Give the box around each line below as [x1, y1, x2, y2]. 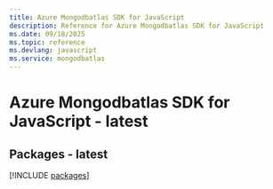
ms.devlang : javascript [9, 46, 98, 55]
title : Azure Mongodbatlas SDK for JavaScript [9, 12, 185, 22]
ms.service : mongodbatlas [9, 54, 105, 63]
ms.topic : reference [9, 37, 86, 47]
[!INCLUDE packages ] [9, 170, 90, 180]
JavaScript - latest [9, 112, 149, 131]
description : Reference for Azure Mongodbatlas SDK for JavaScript [9, 21, 265, 30]
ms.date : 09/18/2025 [9, 29, 86, 38]
